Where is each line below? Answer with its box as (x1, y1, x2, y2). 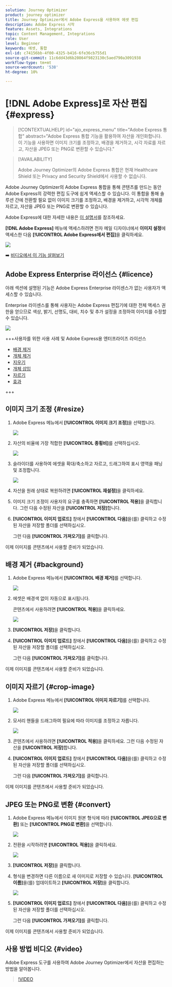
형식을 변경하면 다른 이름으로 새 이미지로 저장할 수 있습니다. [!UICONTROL (12, 873, 163, 879)
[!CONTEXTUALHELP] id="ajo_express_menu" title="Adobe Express (17, 126, 162, 132)
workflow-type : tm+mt (5, 60, 52, 65)
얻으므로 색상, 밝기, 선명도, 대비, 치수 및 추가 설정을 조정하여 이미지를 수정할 (14, 308, 167, 315)
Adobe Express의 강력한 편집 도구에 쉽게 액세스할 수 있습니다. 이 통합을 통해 (5, 190, 159, 197)
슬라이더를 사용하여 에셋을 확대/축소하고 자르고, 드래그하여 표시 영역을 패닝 (12, 460, 163, 467)
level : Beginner (5, 41, 40, 46)
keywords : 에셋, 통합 (5, 46, 47, 51)
